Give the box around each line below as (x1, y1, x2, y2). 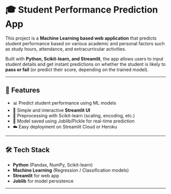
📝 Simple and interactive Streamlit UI (12, 107, 91, 113)
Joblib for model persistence (12, 178, 74, 184)
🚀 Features (5, 86, 40, 94)
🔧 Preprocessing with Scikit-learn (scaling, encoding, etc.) (12, 112, 135, 118)
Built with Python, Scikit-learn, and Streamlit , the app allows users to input (5, 55, 164, 61)
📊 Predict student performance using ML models (12, 100, 117, 106)
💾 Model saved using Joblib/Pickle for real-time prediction (12, 118, 135, 124)
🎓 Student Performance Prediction (5, 4, 158, 16)
